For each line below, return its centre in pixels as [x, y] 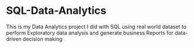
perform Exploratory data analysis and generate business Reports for [90, 32]
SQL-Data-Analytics [56, 11]
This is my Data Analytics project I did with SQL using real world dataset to [96, 27]
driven [14, 39]
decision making [43, 39]
